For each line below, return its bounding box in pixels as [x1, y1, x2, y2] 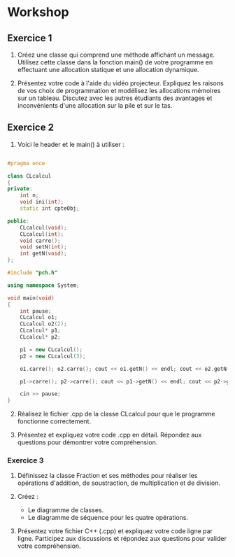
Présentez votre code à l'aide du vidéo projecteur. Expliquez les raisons [17, 79, 224, 87]
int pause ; [20, 307, 52, 315]
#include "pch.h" [7, 269, 58, 276]
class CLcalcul [7, 172, 52, 179]
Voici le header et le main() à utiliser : [17, 140, 124, 148]
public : [7, 218, 30, 225]
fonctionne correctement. [17, 417, 92, 425]
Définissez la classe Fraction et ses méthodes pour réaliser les [17, 472, 198, 480]
